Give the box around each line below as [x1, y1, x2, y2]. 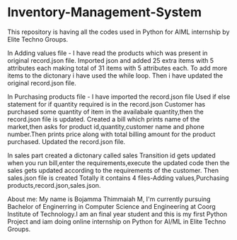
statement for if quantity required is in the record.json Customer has [7, 100, 206, 108]
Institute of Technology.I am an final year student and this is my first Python [7, 210, 228, 218]
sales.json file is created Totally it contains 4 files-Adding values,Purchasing [7, 174, 229, 182]
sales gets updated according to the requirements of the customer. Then [7, 166, 219, 174]
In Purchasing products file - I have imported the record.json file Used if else [7, 92, 231, 101]
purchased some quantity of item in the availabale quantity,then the [7, 107, 204, 116]
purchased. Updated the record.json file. [7, 137, 126, 145]
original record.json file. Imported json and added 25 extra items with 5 [7, 56, 214, 64]
